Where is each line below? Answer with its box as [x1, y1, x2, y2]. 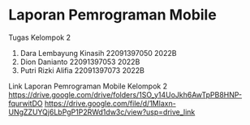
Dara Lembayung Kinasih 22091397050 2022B [19, 48, 177, 58]
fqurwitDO [8, 98, 43, 108]
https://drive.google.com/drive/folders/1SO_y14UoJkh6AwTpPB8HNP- [8, 89, 242, 99]
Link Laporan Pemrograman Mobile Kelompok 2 [8, 81, 168, 91]
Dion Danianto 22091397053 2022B [19, 57, 140, 67]
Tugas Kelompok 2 [8, 32, 71, 42]
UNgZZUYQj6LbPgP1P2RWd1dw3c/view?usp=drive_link [8, 107, 196, 117]
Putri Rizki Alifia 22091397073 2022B [19, 65, 144, 75]
